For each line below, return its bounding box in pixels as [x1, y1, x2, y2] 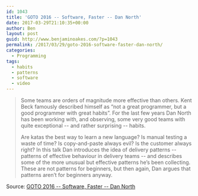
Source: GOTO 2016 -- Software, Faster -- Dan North [6, 183, 135, 190]
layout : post [6, 31, 39, 37]
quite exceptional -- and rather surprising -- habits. [20, 122, 146, 129]
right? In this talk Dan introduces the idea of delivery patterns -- [20, 146, 177, 153]
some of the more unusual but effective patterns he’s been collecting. [20, 159, 191, 166]
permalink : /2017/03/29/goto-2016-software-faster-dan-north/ [6, 42, 163, 48]
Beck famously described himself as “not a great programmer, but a [20, 103, 187, 110]
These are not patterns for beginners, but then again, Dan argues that [20, 165, 191, 172]
